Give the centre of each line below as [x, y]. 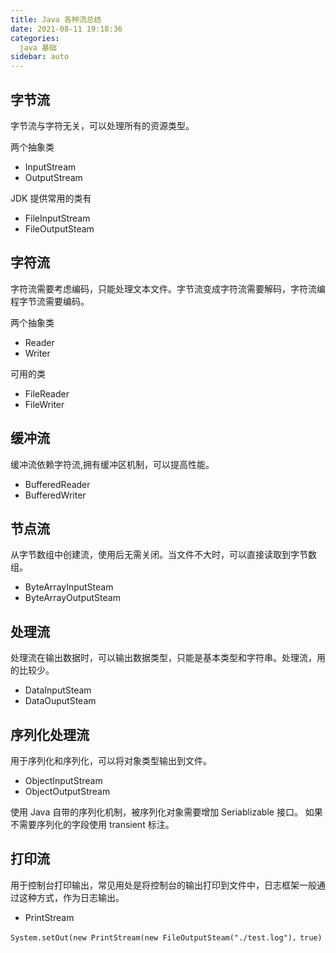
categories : [35, 38]
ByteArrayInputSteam [69, 587]
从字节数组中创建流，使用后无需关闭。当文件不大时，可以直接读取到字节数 [163, 555]
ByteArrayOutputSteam [72, 598]
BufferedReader [57, 484]
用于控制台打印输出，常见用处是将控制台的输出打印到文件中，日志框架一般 [163, 885]
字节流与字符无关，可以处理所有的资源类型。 [102, 125]
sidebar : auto [40, 57]
